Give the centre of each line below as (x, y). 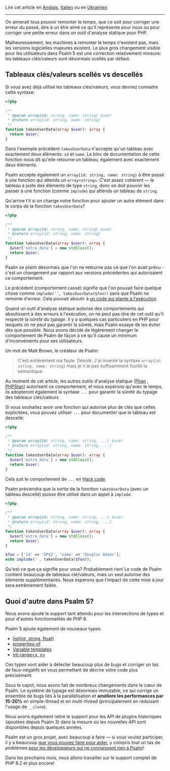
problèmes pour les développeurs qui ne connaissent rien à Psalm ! (75, 748)
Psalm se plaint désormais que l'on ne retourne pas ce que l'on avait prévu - (85, 267)
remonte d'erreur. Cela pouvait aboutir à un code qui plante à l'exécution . (81, 298)
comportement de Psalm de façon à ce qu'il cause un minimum (71, 335)
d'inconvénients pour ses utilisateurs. (44, 341)
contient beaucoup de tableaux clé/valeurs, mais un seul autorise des (78, 575)
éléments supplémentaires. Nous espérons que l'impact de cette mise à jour (85, 580)
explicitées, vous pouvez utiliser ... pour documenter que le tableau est (80, 412)
